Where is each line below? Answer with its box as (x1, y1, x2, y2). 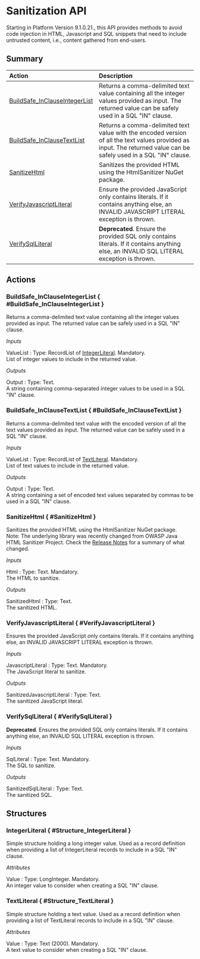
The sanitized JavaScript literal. (6, 697, 83, 704)
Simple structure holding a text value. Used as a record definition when (6, 910, 180, 917)
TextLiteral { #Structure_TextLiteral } (6, 897, 114, 905)
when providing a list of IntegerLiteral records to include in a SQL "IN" (6, 846, 177, 854)
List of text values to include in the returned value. (6, 462, 129, 469)
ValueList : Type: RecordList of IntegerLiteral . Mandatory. (6, 349, 146, 356)
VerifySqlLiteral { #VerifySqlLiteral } (6, 712, 112, 721)
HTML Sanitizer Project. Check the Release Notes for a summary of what (6, 539, 185, 546)
